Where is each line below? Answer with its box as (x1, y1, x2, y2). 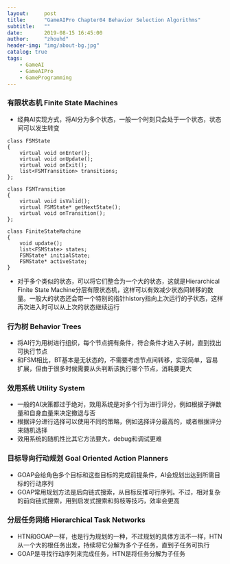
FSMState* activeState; (19, 258, 88, 265)
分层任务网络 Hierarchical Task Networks (7, 515, 146, 525)
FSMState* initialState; (19, 252, 91, 259)
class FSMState (7, 137, 51, 145)
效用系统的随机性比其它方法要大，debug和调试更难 (16, 435, 162, 443)
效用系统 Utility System (7, 383, 85, 393)
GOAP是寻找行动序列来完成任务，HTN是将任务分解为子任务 (16, 549, 186, 558)
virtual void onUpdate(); (19, 156, 94, 163)
